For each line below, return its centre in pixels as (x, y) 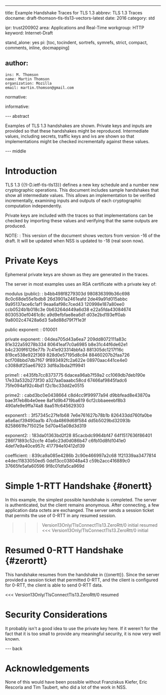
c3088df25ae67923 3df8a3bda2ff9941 (45, 365)
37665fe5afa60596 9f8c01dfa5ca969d (45, 466)
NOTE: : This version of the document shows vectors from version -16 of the (83, 235)
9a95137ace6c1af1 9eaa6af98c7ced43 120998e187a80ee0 (65, 304)
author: (17, 63)
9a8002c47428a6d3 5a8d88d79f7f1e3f (46, 320)
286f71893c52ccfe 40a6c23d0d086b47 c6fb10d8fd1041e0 (65, 441)
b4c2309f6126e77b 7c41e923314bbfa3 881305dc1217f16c (64, 349)
